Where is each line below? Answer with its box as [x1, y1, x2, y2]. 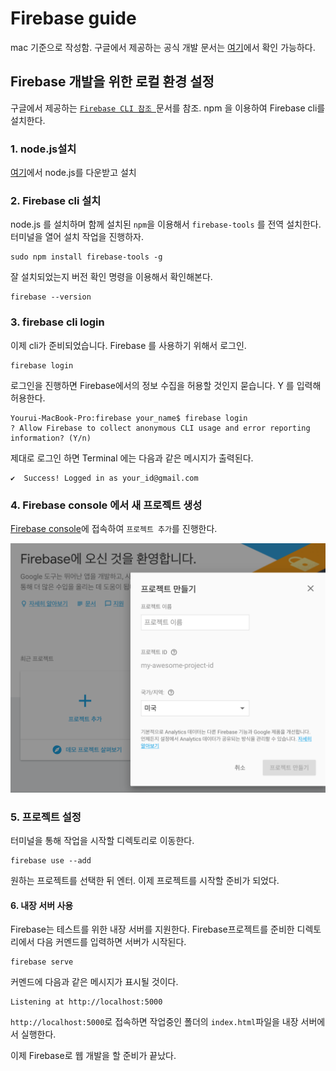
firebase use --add [10, 855, 92, 866]
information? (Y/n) [10, 433, 92, 443]
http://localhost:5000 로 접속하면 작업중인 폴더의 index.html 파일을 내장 [10, 1016, 299, 1028]
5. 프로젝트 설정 [10, 810, 82, 824]
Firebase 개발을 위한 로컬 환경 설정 [10, 73, 215, 91]
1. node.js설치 [10, 142, 77, 156]
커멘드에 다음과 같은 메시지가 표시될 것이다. [10, 976, 179, 988]
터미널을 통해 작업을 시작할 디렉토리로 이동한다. [10, 834, 195, 846]
